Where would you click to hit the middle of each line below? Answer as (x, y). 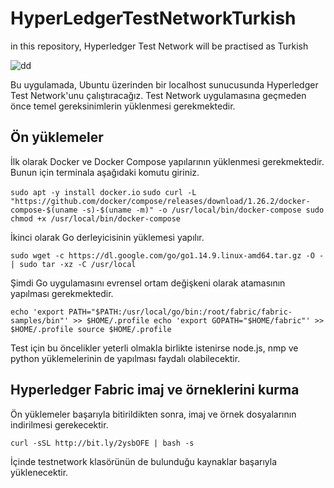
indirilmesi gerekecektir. (59, 424)
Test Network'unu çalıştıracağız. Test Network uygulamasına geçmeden (158, 95)
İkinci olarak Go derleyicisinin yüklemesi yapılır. (107, 237)
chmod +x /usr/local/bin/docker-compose (96, 218)
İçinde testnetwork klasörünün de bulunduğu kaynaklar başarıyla (144, 461)
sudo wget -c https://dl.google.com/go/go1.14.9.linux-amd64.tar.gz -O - (167, 255)
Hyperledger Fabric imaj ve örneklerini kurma (155, 390)
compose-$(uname (44, 210)
